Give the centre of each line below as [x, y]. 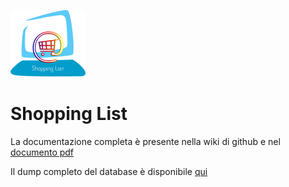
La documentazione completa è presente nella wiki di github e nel [145, 141]
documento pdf [42, 152]
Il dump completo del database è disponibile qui [109, 171]
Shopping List [69, 114]
